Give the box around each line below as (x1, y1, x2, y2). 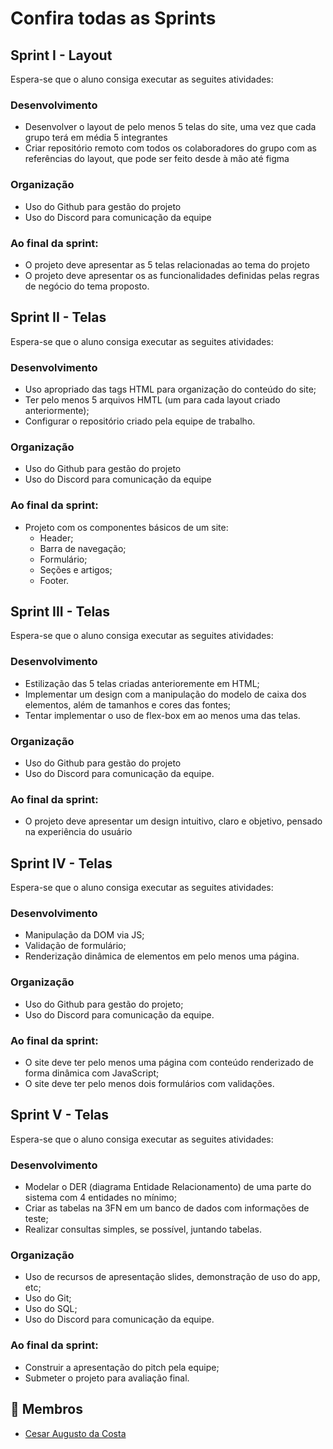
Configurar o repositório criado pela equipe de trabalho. (24, 415, 256, 427)
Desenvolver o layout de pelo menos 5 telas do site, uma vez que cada (24, 121, 317, 133)
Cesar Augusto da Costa (24, 1427, 127, 1439)
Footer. (39, 574, 70, 586)
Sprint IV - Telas (10, 855, 113, 872)
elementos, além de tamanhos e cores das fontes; (24, 698, 232, 711)
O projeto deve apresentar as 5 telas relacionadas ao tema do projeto (24, 258, 311, 271)
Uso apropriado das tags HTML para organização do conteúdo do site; (24, 383, 317, 395)
